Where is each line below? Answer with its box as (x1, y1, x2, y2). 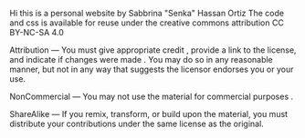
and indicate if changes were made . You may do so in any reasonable (9, 54, 274, 64)
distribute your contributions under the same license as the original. (9, 118, 265, 129)
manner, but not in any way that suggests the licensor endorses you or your (9, 64, 294, 74)
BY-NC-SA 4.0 (9, 27, 64, 37)
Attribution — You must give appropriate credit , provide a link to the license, (9, 44, 297, 55)
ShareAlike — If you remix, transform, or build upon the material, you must (9, 109, 289, 119)
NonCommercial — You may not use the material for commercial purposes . (9, 91, 294, 102)
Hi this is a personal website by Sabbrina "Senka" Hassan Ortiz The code (9, 8, 285, 18)
